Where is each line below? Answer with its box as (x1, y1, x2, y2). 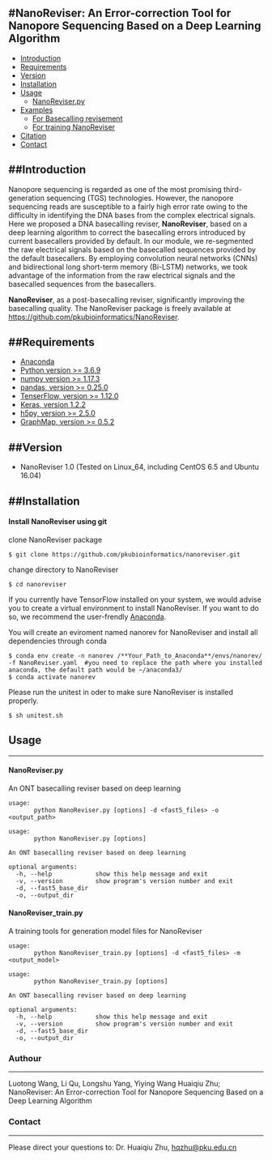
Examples (19, 104, 53, 114)
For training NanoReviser (32, 122, 116, 132)
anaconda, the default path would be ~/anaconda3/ (8, 666, 183, 674)
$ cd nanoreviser (8, 580, 67, 588)
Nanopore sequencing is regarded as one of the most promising (8, 184, 223, 194)
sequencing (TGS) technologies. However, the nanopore (45, 193, 234, 203)
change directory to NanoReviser (8, 565, 119, 574)
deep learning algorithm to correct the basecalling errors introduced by (8, 227, 246, 237)
